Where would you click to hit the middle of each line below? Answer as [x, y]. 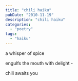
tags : [11, 34]
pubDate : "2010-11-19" [30, 15]
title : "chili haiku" [28, 10]
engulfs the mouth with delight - [39, 63]
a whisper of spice [25, 53]
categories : [18, 24]
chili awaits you [22, 73]
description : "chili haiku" [35, 19]
